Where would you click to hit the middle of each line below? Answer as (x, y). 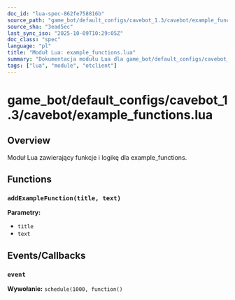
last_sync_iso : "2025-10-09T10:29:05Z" (65, 33)
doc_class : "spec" (34, 40)
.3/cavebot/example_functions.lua (110, 115)
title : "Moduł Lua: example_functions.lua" (72, 53)
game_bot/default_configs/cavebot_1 (117, 100)
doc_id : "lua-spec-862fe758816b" (56, 14)
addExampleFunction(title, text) (64, 198)
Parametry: (24, 213)
